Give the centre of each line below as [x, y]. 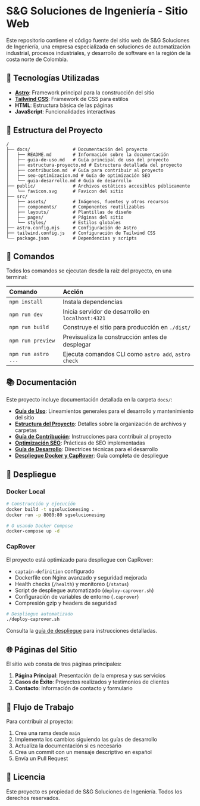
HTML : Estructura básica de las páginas [64, 105]
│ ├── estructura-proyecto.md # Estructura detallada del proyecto [94, 165]
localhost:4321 [84, 318]
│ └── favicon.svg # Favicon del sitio [65, 191]
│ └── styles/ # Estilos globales [63, 222]
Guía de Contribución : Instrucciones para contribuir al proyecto [93, 437]
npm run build [29, 327]
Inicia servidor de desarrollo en [106, 312]
